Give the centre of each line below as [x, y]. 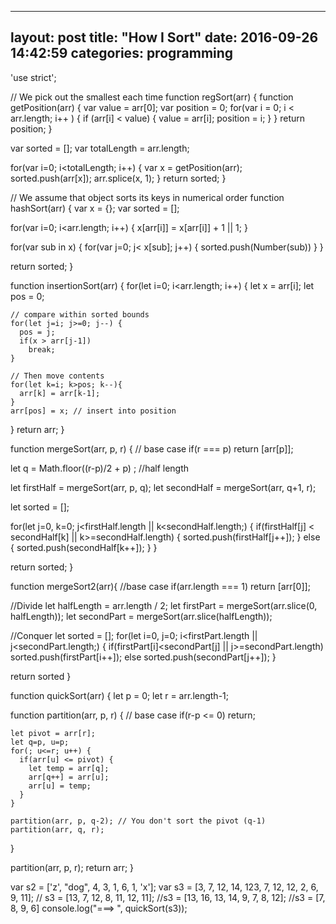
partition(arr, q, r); [57, 829]
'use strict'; [33, 77]
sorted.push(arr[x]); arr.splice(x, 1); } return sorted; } [118, 178]
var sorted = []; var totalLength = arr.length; [100, 148]
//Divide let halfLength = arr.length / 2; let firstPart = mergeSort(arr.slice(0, [164, 605]
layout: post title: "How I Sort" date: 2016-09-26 [164, 37]
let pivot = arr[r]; [53, 733]
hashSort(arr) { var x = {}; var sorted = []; [95, 208]
